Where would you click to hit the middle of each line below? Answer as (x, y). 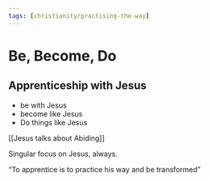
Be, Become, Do (63, 55)
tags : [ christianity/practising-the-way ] (79, 16)
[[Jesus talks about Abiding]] (56, 138)
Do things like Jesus (54, 122)
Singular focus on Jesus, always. (63, 154)
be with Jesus (43, 105)
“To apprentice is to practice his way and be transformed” (104, 169)
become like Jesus (51, 113)
